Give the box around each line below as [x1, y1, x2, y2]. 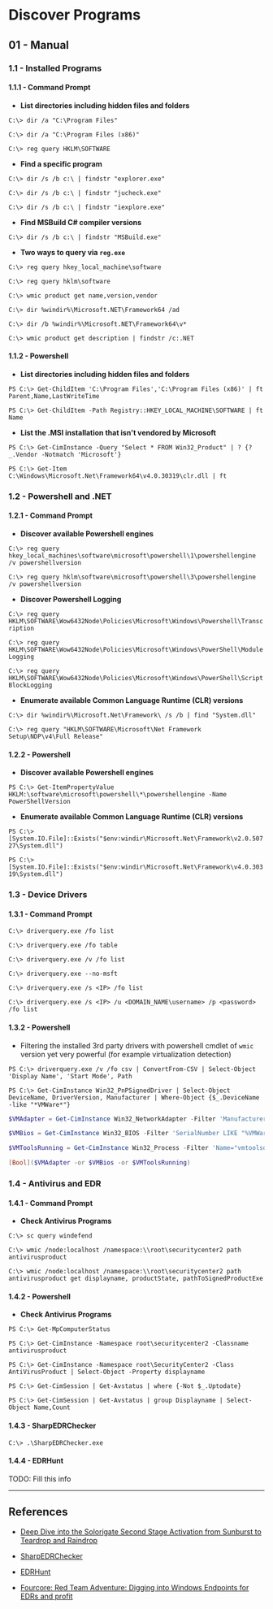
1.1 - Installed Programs [8, 63, 102, 74]
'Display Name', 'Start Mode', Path [8, 1072, 132, 1080]
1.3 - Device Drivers [8, 889, 88, 900]
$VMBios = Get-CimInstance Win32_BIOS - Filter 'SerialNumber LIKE [8, 1130, 238, 1138]
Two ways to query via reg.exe [19, 247, 126, 257]
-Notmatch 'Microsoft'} [41, 450, 122, 458]
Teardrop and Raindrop [19, 1535, 98, 1545]
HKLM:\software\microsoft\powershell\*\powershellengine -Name [8, 791, 227, 799]
